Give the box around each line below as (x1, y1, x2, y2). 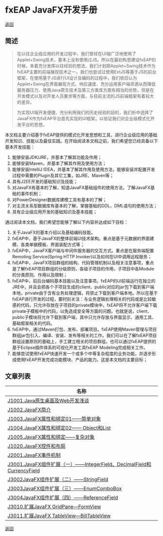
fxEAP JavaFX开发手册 (5, 4, 98, 16)
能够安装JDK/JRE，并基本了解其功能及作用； (12, 154, 102, 160)
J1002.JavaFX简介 (7, 406, 51, 413)
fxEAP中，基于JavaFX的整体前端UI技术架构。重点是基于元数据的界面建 (12, 236, 154, 241)
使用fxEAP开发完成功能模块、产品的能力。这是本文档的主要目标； (16, 357, 148, 363)
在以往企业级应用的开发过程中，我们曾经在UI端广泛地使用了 (16, 50, 136, 56)
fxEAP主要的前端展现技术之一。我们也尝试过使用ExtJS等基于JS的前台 (16, 69, 157, 75)
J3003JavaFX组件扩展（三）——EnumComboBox (7, 485, 122, 492)
